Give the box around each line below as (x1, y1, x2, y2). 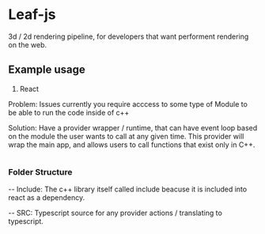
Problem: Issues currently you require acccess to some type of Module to (8, 99, 248, 108)
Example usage (8, 63, 85, 77)
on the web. (8, 40, 47, 49)
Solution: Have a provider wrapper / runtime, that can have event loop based (8, 123, 258, 132)
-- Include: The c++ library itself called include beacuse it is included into (8, 184, 248, 194)
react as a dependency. (8, 193, 85, 202)
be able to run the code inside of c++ (8, 108, 130, 117)
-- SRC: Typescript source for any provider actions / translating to (8, 208, 223, 218)
